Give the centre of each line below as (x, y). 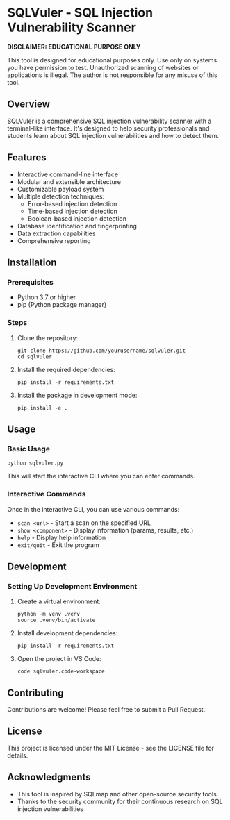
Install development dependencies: (67, 633)
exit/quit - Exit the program (58, 545)
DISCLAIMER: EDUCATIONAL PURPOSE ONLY (74, 47)
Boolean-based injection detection (77, 218)
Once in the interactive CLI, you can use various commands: (93, 509)
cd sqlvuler (34, 357)
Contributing (35, 693)
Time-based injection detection (73, 211)
